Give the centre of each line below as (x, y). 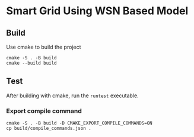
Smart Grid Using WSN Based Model (97, 11)
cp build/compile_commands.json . (49, 129)
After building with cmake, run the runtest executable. (72, 95)
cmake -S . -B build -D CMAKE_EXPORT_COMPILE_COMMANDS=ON (79, 123)
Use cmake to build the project (44, 47)
